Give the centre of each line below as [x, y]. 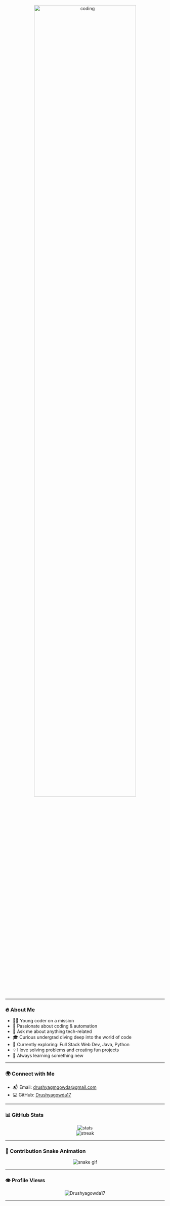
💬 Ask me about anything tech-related [52, 1031]
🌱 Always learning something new [48, 1056]
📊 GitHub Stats [25, 1115]
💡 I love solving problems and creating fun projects [66, 1050]
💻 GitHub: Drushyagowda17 [42, 1095]
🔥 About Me [20, 1010]
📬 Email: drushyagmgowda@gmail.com [55, 1087]
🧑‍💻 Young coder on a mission [43, 1021]
